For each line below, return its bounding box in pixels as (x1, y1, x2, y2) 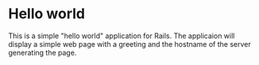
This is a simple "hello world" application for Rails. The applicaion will (8, 31, 235, 40)
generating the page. (8, 48, 77, 57)
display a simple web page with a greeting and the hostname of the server (8, 39, 252, 48)
